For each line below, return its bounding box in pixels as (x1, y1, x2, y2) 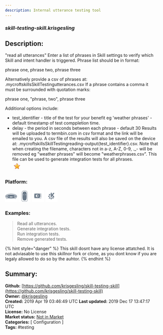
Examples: (5, 210, 31, 216)
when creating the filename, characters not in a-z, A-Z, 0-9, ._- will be (12, 146, 152, 152)
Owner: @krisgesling (5, 293, 48, 299)
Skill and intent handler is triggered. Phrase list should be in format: (5, 57, 140, 63)
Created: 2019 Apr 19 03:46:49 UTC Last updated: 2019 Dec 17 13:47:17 (5, 298, 150, 304)
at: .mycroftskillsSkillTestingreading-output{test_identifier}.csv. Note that (12, 141, 158, 147)
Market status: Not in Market (5, 314, 64, 319)
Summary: (5, 270, 37, 278)
